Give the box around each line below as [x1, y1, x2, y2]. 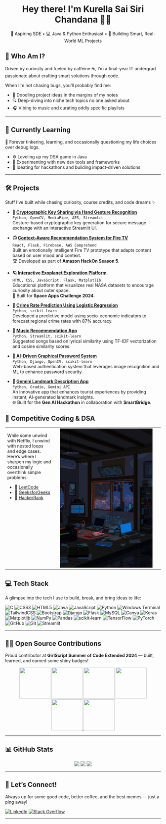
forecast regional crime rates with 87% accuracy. [12, 318, 113, 324]
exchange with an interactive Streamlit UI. [12, 225, 97, 231]
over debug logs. [5, 144, 40, 150]
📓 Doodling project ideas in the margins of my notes [12, 92, 118, 97]
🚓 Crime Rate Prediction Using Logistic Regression [12, 302, 118, 308]
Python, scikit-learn [12, 308, 57, 314]
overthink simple [7, 469, 41, 475]
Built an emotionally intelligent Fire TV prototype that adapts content [12, 247, 152, 253]
